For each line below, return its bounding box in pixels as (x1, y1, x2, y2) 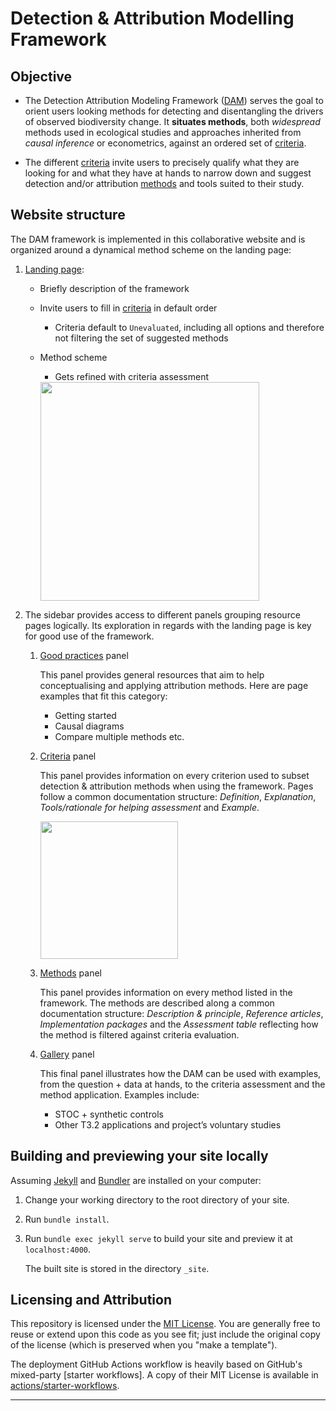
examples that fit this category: (39, 690, 168, 702)
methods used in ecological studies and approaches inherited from (24, 127, 302, 138)
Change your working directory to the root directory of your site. (24, 1193, 290, 1206)
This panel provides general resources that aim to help (39, 668, 265, 681)
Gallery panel (39, 1048, 95, 1060)
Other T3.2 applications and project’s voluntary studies (54, 1118, 282, 1131)
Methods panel (39, 967, 102, 979)
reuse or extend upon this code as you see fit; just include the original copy (10, 1328, 321, 1341)
